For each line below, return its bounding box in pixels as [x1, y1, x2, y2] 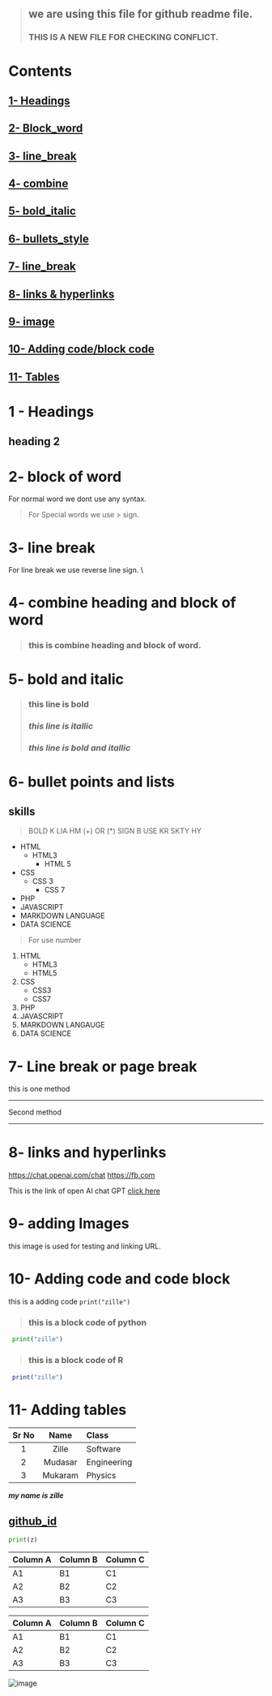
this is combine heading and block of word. [28, 640, 202, 651]
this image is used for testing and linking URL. [8, 1241, 161, 1251]
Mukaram [42, 1470, 79, 1482]
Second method [8, 1107, 62, 1117]
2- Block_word [8, 122, 83, 136]
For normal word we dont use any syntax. [8, 494, 147, 504]
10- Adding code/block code [8, 342, 155, 357]
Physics [86, 1470, 117, 1482]
